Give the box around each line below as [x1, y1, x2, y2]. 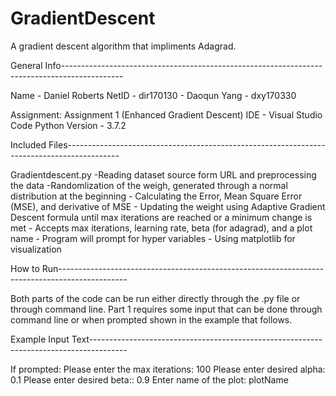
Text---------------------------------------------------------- [71, 333, 323, 345]
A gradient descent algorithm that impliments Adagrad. [10, 40, 237, 52]
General [10, 59, 43, 71]
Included [10, 138, 47, 151]
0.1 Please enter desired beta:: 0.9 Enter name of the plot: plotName [10, 373, 289, 386]
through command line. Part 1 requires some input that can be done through [10, 303, 323, 315]
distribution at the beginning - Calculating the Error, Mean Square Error [10, 190, 303, 202]
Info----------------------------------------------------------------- [44, 59, 323, 71]
